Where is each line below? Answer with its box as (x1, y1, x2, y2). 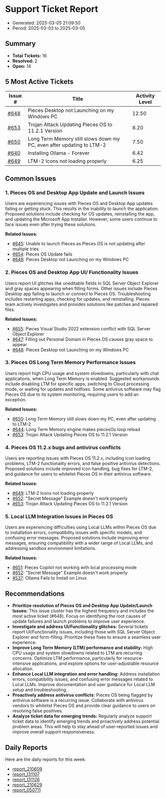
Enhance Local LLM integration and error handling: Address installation (12, 671, 160, 677)
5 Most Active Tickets (5, 78, 74, 86)
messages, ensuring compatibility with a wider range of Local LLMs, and (5, 540, 153, 546)
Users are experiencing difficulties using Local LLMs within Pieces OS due (5, 524, 157, 531)
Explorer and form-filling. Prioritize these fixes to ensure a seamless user (12, 634, 161, 640)
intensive (12, 660, 31, 667)
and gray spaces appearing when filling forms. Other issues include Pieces (5, 285, 158, 291)
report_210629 (12, 782, 42, 788)
